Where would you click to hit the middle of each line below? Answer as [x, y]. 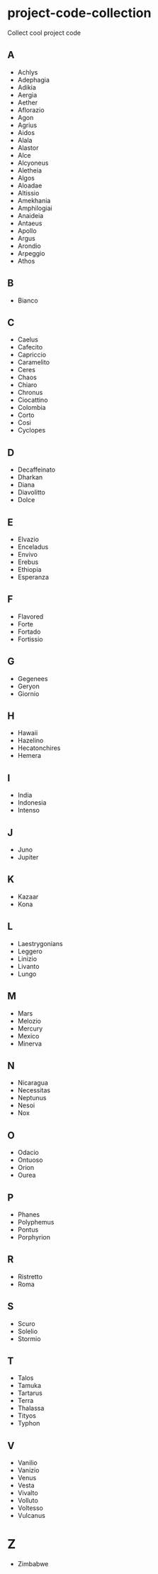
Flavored [30, 617]
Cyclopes [32, 430]
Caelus [28, 340]
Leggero [30, 951]
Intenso [29, 810]
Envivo [27, 554]
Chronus [30, 393]
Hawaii [28, 733]
